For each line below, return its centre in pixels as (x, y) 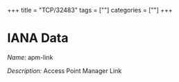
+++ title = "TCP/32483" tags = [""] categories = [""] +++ (90, 10)
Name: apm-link (30, 57)
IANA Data (38, 38)
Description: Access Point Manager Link (65, 71)
